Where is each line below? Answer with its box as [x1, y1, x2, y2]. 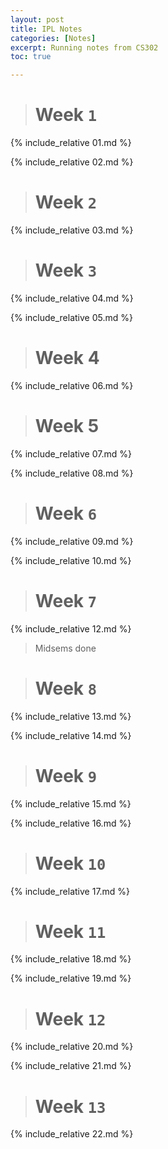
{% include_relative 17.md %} [10, 885, 131, 897]
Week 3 [34, 259, 98, 282]
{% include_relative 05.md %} [10, 311, 133, 323]
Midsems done [34, 642, 97, 654]
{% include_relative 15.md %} [10, 797, 132, 810]
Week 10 [34, 852, 107, 875]
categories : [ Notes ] [10, 33, 97, 43]
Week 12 [34, 1007, 107, 1030]
